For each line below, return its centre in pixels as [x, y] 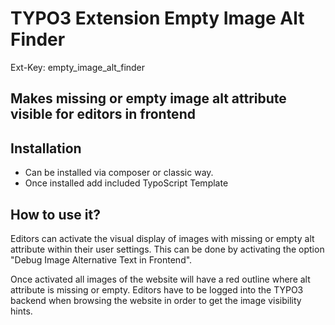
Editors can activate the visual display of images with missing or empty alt [162, 238]
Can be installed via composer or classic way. [119, 173]
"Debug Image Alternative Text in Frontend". [101, 259]
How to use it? [55, 214]
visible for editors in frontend [103, 114]
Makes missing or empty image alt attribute [148, 98]
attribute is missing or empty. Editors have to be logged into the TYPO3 [157, 289]
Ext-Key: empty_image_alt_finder [78, 67]
